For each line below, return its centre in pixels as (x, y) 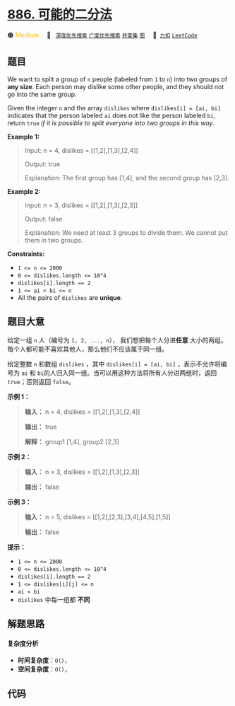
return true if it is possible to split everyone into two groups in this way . (111, 123)
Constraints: (26, 254)
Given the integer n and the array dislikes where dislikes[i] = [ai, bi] (114, 108)
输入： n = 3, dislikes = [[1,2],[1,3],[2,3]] (82, 472)
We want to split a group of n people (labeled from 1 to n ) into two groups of (117, 79)
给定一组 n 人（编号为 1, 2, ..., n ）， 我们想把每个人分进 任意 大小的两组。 (117, 340)
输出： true (41, 427)
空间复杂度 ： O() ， (44, 669)
